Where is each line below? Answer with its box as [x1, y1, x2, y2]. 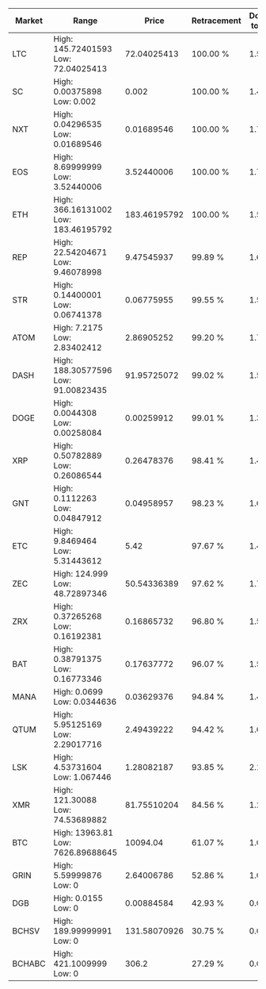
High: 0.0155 [53, 893, 104, 903]
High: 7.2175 [53, 322, 104, 333]
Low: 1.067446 [53, 772, 112, 783]
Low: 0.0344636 [53, 696, 117, 707]
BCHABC [12, 958, 46, 969]
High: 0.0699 [53, 687, 104, 697]
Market [14, 15, 44, 26]
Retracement [191, 15, 241, 26]
